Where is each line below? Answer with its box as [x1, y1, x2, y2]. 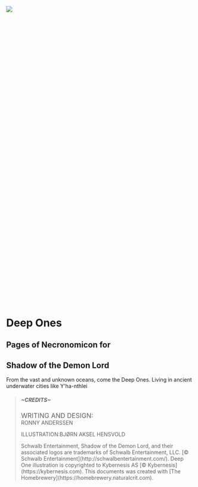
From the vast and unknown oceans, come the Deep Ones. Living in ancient [6, 376, 192, 383]
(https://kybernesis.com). [20, 468, 83, 475]
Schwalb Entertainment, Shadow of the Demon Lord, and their [20, 443, 174, 450]
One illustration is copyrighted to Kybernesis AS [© [20, 461, 147, 469]
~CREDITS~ [20, 396, 51, 403]
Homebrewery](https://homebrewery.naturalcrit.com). [20, 474, 154, 482]
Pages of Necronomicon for [6, 340, 111, 350]
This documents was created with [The [84, 468, 181, 475]
